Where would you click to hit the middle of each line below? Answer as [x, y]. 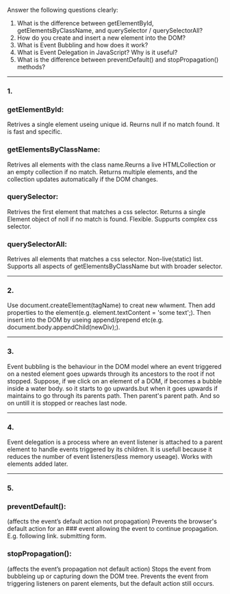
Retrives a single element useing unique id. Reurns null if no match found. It [114, 124]
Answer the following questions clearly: [63, 10]
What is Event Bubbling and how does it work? [82, 45]
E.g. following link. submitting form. [57, 536]
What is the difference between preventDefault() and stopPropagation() [118, 60]
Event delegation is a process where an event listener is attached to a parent [115, 442]
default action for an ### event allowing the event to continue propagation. [113, 529]
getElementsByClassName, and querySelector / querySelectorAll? [110, 31]
